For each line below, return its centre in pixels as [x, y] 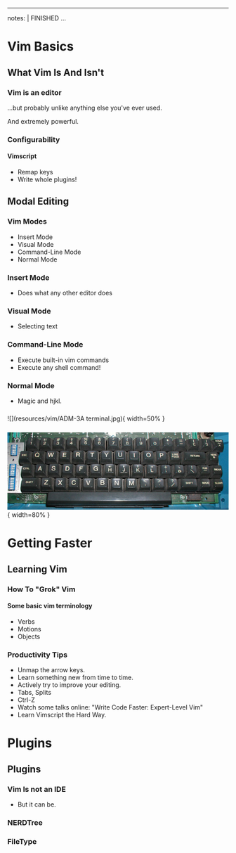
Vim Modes [27, 222]
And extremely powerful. [43, 121]
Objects [29, 636]
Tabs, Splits [34, 693]
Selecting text [38, 326]
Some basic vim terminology [50, 606]
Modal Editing [38, 201]
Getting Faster [50, 543]
